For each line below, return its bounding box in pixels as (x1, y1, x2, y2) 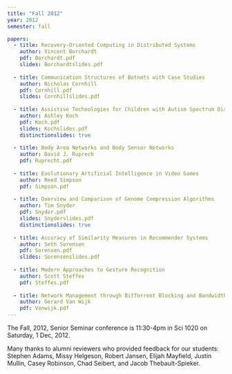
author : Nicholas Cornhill (19, 80, 97, 87)
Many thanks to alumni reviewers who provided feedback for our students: (7, 344, 220, 353)
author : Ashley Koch (19, 112, 79, 119)
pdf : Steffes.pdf (19, 279, 70, 286)
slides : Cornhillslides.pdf (19, 93, 100, 100)
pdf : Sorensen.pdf (19, 247, 72, 254)
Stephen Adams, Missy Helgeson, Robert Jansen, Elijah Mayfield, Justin (7, 352, 212, 360)
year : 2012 (7, 17, 39, 23)
